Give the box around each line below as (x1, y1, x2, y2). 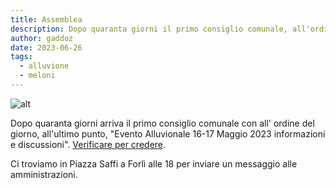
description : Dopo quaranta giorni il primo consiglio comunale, (10, 24, 288, 34)
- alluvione (19, 61, 70, 71)
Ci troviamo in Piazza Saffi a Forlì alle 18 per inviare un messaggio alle (10, 157, 298, 170)
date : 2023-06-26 (10, 42, 83, 53)
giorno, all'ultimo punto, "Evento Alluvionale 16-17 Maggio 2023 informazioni (10, 127, 326, 140)
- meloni (19, 71, 56, 81)
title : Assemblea (10, 14, 83, 25)
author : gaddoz (10, 33, 74, 43)
